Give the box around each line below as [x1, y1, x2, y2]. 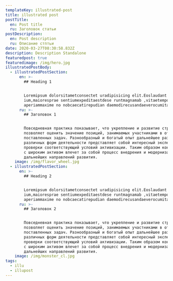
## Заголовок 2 [24, 207, 57, 212]
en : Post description [10, 36, 57, 42]
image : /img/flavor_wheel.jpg [14, 159, 80, 164]
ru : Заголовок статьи [10, 27, 57, 32]
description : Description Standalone [5, 50, 86, 55]
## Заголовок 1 [24, 112, 57, 117]
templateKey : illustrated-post [5, 7, 73, 13]
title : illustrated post [5, 12, 59, 17]
